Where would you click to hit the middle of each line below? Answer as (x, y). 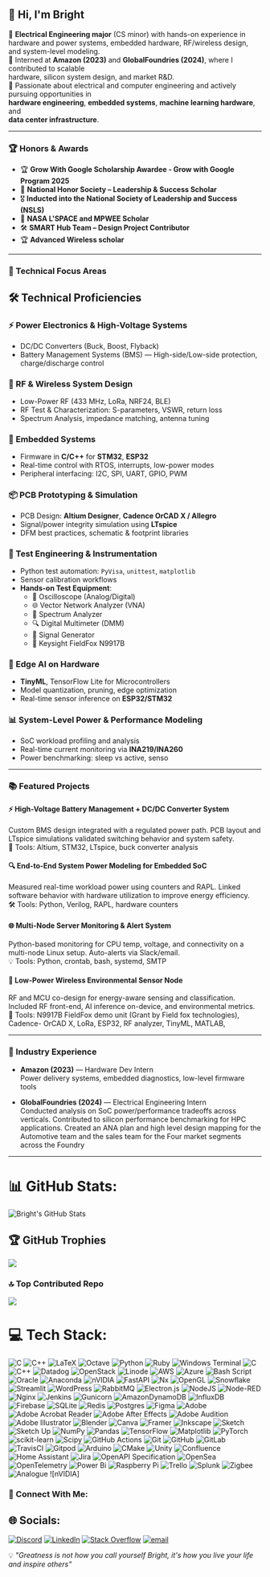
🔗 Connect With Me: (48, 1494)
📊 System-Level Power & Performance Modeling (106, 720)
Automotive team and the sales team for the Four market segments (131, 1136)
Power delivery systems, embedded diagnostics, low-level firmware (132, 1078)
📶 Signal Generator (63, 635)
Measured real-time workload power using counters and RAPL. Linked (125, 887)
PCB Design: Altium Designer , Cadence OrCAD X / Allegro (118, 516)
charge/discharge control (62, 363)
